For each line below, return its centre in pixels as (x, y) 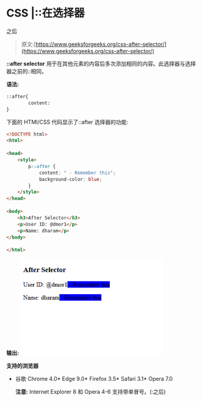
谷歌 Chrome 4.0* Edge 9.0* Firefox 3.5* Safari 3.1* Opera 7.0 (94, 379)
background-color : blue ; (70, 179)
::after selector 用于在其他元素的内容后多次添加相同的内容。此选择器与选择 (101, 63)
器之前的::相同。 (27, 71)
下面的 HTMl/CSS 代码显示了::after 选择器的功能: (67, 122)
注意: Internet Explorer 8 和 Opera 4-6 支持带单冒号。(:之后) (90, 392)
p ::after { (42, 166)
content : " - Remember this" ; (77, 173)
